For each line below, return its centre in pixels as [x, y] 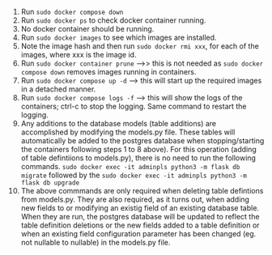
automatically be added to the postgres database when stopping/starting [142, 140]
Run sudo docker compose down [72, 12]
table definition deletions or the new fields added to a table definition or [140, 225]
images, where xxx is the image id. [79, 55]
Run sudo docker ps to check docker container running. [113, 20]
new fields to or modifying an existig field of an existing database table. [140, 208]
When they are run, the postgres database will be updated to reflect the [140, 217]
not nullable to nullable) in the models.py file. [96, 242]
